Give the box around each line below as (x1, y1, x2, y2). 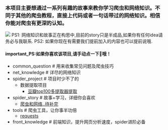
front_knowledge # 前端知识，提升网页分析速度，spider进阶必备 (12, 118, 146, 124)
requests (20, 112, 39, 119)
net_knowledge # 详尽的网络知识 (12, 69, 81, 75)
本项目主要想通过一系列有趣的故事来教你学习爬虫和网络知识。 (5, 4, 155, 11)
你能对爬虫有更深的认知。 (5, 19, 68, 26)
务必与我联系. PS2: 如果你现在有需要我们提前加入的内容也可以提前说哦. (5, 38, 153, 44)
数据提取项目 (20, 82, 47, 88)
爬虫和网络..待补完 (20, 101, 59, 107)
